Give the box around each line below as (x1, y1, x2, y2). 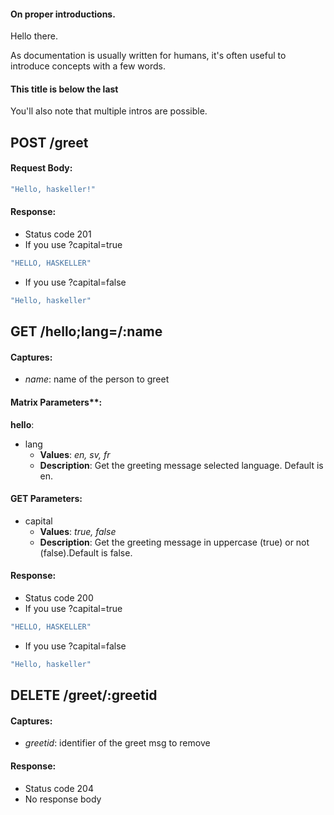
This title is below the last (10, 83, 119, 95)
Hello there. (10, 30, 58, 42)
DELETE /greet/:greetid (10, 687, 158, 704)
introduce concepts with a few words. (10, 60, 166, 72)
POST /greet (10, 134, 89, 151)
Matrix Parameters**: (10, 396, 103, 409)
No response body (24, 793, 102, 805)
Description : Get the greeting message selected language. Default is (39, 459, 324, 471)
